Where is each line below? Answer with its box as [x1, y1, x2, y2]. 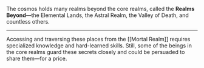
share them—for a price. [6, 55, 67, 62]
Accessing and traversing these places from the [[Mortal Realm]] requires [6, 36, 191, 42]
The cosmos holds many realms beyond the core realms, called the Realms [6, 5, 195, 12]
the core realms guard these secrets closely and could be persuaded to [6, 49, 185, 55]
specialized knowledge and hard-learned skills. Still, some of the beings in [6, 42, 192, 49]
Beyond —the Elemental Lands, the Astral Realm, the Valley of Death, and [6, 12, 189, 19]
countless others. [6, 18, 50, 25]
